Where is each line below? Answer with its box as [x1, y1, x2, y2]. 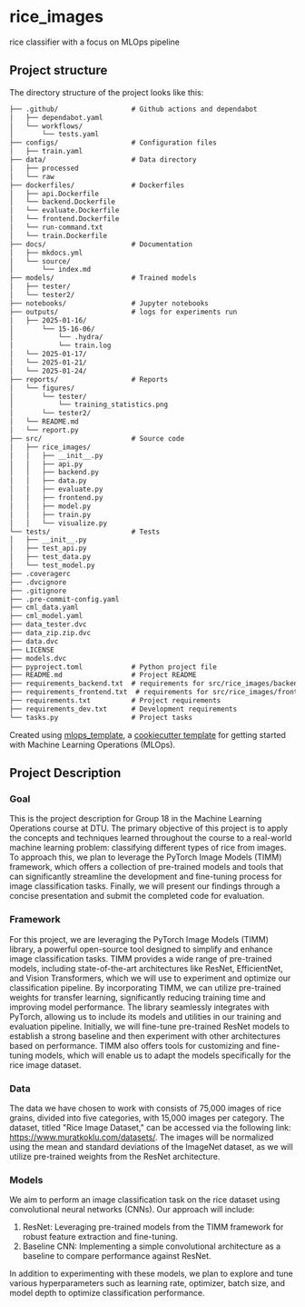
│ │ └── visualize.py [9, 518, 107, 528]
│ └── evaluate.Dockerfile [9, 206, 120, 215]
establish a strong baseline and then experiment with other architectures [9, 1030, 281, 1042]
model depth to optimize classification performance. [9, 1288, 205, 1299]
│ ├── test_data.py [9, 553, 92, 562]
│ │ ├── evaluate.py [9, 484, 103, 494]
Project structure [9, 63, 108, 78]
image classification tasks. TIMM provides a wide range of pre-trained [9, 953, 272, 964]
